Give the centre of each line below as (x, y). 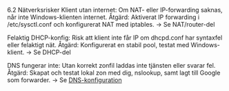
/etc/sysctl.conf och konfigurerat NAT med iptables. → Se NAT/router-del (111, 24)
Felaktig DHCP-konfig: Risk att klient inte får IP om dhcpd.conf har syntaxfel (115, 38)
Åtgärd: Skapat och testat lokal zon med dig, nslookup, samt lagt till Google (114, 73)
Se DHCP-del (52, 52)
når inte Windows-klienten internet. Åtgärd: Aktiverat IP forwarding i (103, 17)
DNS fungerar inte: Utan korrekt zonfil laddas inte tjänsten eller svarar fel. (111, 65)
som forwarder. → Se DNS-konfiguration (64, 80)
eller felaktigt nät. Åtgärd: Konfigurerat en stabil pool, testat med (98, 45)
